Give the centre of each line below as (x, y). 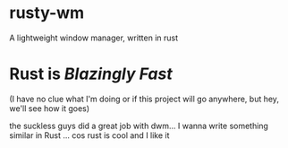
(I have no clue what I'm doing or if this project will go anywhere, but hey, (144, 99)
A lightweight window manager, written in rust (94, 38)
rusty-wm (47, 13)
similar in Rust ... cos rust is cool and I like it (89, 135)
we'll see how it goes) (50, 108)
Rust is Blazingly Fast (91, 74)
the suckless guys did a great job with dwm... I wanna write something (139, 126)
